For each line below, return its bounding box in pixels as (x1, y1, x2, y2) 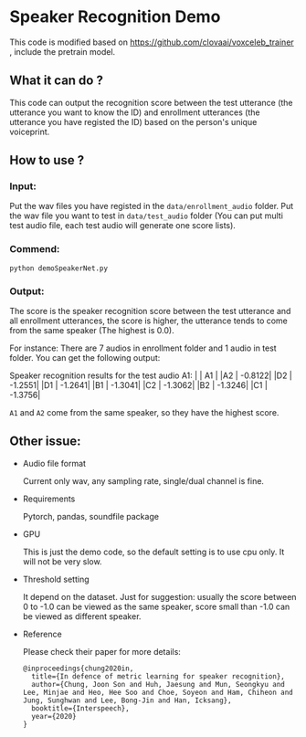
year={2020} (31, 711, 77, 721)
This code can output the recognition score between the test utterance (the (9, 97, 294, 108)
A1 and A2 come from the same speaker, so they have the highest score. (9, 407, 280, 418)
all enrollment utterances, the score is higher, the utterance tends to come (9, 315, 288, 326)
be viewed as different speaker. (22, 610, 142, 622)
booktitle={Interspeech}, (31, 703, 130, 713)
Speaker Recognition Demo (9, 6, 221, 27)
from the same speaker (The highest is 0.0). (9, 325, 175, 336)
